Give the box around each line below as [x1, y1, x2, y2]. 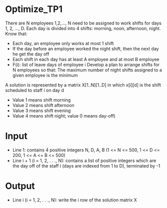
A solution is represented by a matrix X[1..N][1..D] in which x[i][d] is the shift [5, 81, 161, 88]
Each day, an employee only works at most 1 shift [12, 40, 114, 46]
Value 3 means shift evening [12, 107, 71, 113]
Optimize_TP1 [5, 3, 63, 15]
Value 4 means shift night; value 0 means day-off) [12, 112, 116, 118]
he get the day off [12, 51, 49, 57]
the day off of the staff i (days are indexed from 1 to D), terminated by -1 [12, 162, 160, 168]
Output [5, 180, 35, 192]
